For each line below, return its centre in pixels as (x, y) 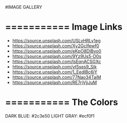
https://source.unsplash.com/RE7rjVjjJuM (55, 82)
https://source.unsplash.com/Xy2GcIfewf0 (56, 46)
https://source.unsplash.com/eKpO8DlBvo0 (57, 51)
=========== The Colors (62, 102)
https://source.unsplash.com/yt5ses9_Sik (55, 66)
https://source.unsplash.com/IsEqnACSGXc (57, 61)
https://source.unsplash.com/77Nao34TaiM (57, 77)
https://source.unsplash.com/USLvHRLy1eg (56, 40)
